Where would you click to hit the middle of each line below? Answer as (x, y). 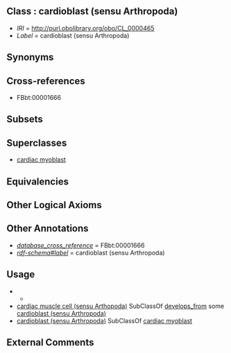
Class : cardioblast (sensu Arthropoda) (92, 11)
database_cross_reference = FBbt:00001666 (80, 245)
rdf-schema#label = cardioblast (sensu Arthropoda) (91, 252)
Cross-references (46, 81)
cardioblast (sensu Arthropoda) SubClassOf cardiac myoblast (104, 320)
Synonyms (30, 57)
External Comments (50, 343)
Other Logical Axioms (54, 205)
